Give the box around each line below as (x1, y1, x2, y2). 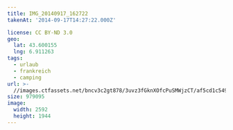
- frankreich (13, 67, 51, 75)
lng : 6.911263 (13, 48, 54, 55)
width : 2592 (13, 106, 49, 113)
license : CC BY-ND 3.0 (7, 29, 73, 36)
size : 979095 (7, 93, 45, 100)
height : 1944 (13, 113, 51, 120)
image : (7, 100, 26, 107)
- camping (13, 74, 42, 81)
